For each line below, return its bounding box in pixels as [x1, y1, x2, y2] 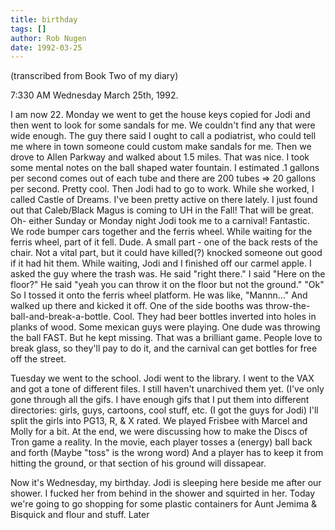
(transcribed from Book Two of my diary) [10, 70, 179, 82]
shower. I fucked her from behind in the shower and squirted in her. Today [10, 487, 316, 500]
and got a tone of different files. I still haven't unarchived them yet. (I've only [10, 383, 325, 395]
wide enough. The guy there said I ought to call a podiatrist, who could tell [10, 130, 317, 142]
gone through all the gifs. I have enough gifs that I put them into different [10, 394, 310, 406]
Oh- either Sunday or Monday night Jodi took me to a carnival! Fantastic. [10, 215, 310, 227]
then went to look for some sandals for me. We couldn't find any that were [10, 119, 316, 131]
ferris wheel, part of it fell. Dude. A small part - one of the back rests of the [10, 236, 318, 248]
